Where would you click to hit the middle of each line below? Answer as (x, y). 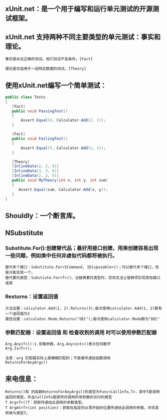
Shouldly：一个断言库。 (42, 216)
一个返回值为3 (17, 313)
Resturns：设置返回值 (32, 296)
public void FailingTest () (40, 139)
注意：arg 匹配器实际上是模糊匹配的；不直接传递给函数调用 (58, 358)
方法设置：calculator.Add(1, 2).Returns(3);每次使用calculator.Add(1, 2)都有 (84, 308)
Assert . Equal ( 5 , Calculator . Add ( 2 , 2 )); (63, 148)
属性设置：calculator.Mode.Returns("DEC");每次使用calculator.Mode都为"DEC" (83, 319)
